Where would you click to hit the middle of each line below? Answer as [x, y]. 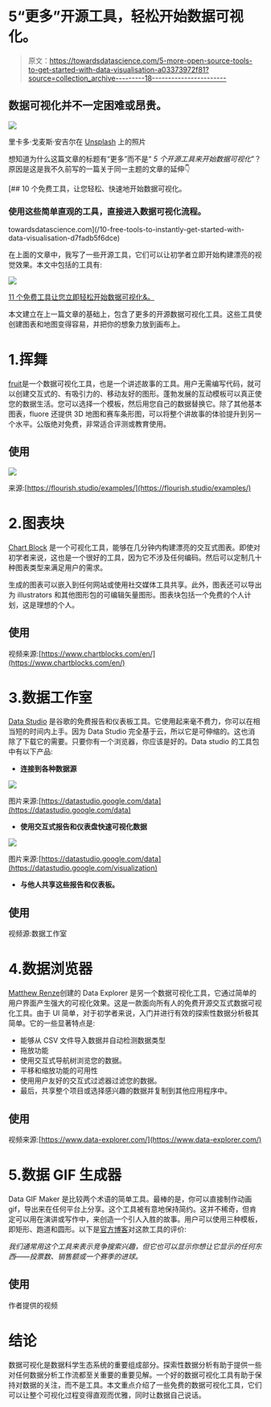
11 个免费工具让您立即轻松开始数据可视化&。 [82, 297]
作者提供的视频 [33, 1305]
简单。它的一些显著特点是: [52, 1023]
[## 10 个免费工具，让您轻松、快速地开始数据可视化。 [97, 188]
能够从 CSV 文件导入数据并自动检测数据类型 [93, 1040]
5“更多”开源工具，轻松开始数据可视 [126, 17]
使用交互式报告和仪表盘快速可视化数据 [83, 826]
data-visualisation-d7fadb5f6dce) [64, 238]
